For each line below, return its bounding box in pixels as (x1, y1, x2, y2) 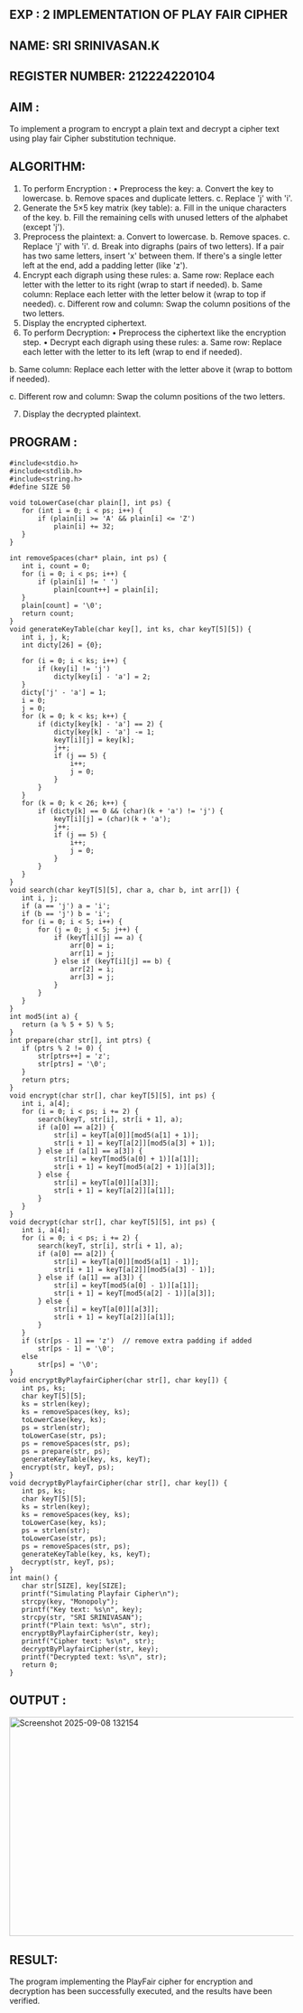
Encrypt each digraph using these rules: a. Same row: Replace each (22, 269, 275, 280)
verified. (9, 1996, 41, 2007)
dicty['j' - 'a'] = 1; (21, 688, 106, 697)
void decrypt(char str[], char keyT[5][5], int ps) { (9, 1217, 216, 1227)
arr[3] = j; (69, 972, 115, 981)
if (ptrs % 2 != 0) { (21, 1044, 103, 1053)
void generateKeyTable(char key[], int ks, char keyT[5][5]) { (9, 624, 252, 633)
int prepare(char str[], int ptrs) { (9, 1035, 151, 1044)
